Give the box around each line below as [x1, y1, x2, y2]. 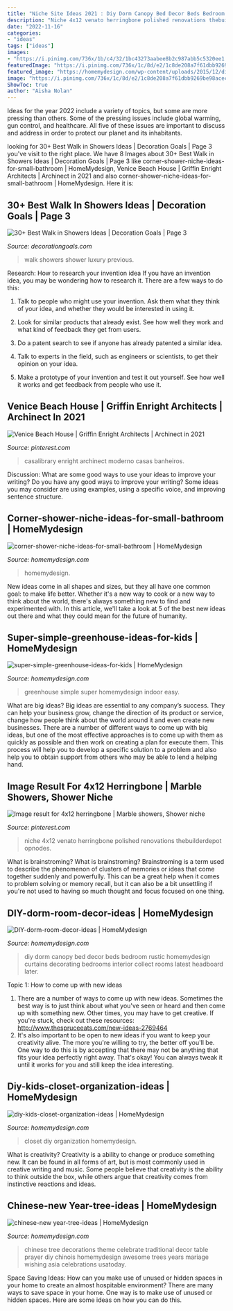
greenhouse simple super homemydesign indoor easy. [24, 688, 180, 696]
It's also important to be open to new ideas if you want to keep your [17, 1031, 211, 1039]
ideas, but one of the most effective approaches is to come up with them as [7, 730, 223, 740]
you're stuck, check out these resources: [17, 1017, 135, 1024]
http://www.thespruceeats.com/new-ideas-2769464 [17, 1024, 168, 1032]
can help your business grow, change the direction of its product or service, [7, 709, 224, 717]
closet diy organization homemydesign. [24, 1137, 137, 1145]
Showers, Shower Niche [7, 791, 113, 803]
